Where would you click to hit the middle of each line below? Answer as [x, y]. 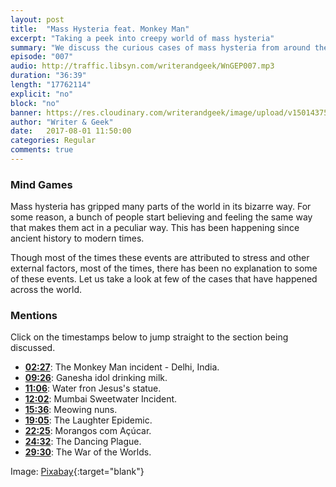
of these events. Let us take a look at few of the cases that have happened [164, 279]
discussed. [33, 348]
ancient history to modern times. [77, 238]
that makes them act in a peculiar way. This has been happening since [155, 228]
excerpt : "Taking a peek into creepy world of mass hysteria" [142, 38]
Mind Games [41, 184]
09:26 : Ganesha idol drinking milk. [96, 378]
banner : [26, 112]
